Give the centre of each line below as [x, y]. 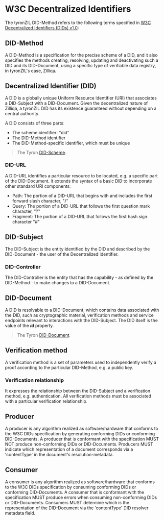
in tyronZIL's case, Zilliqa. [31, 71]
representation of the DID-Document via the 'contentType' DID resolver [77, 508]
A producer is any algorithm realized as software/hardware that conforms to [82, 428]
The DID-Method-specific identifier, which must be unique [71, 143]
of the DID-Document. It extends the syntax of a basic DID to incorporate [79, 181]
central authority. [22, 113]
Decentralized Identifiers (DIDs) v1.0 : [42, 27]
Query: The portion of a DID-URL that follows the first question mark [81, 206]
